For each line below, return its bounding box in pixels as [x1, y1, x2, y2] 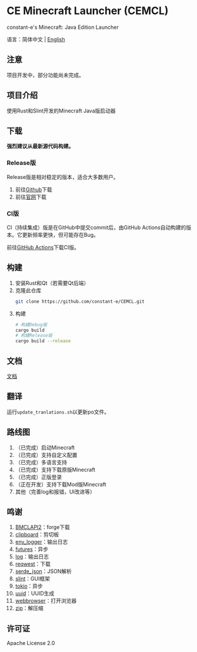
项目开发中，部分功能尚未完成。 [6, 71, 84, 78]
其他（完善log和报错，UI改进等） [15, 488, 96, 495]
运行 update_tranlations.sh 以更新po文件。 [6, 408, 110, 415]
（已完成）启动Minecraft [15, 444, 75, 451]
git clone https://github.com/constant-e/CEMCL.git [15, 299, 145, 305]
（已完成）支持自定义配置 [15, 451, 78, 458]
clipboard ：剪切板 [15, 531, 59, 538]
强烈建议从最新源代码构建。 [6, 143, 74, 150]
